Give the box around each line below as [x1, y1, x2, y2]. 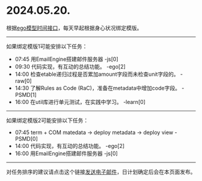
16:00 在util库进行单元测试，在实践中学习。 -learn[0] [14, 98, 146, 105]
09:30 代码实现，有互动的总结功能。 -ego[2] [14, 63, 126, 70]
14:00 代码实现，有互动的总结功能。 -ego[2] [14, 142, 125, 149]
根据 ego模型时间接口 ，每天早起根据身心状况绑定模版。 [6, 24, 142, 31]
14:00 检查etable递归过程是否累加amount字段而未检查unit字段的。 [14, 70, 179, 78]
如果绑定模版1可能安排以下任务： [6, 43, 88, 50]
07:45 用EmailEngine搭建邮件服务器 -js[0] [14, 55, 118, 63]
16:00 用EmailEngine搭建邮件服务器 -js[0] [14, 150, 118, 157]
